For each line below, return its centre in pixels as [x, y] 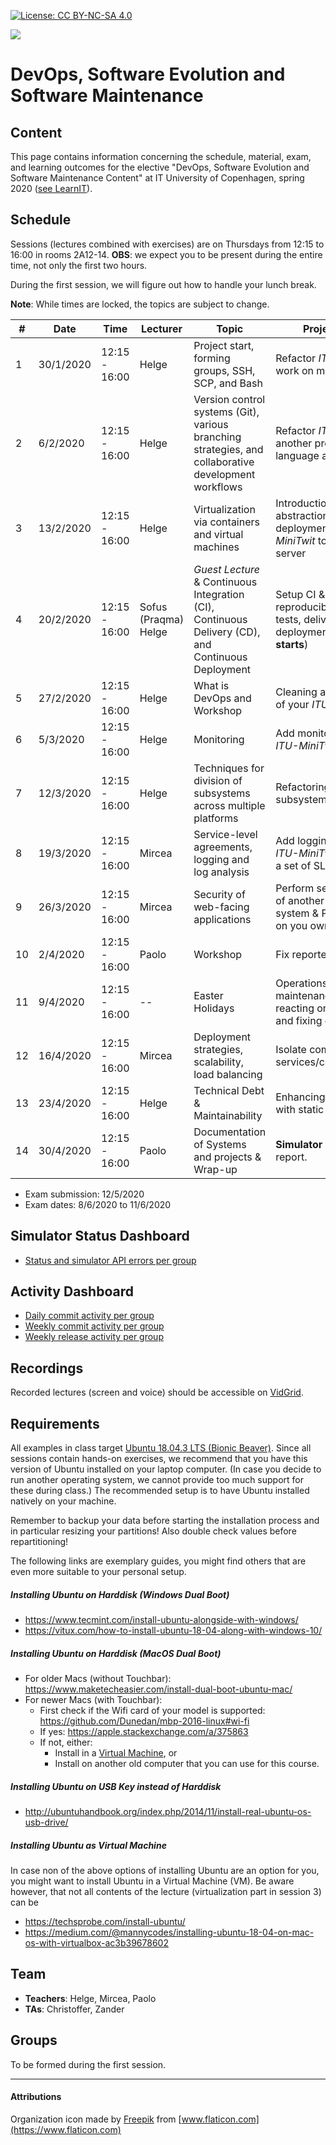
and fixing [299, 1020]
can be [24, 1902]
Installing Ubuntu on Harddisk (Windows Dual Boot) [120, 1594]
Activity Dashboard [72, 1291]
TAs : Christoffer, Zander [74, 2009]
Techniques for [229, 768]
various [211, 424]
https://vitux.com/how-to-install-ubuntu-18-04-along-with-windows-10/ [173, 1631]
